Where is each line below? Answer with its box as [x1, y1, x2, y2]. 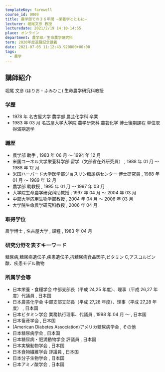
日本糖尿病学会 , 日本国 [12, 330, 60, 336]
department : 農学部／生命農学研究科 [5, 35, 73, 40]
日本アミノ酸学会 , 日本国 [12, 361, 65, 367]
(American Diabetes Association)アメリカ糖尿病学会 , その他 [12, 324, 136, 330]
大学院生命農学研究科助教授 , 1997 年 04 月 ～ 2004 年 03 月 [12, 189, 137, 195]
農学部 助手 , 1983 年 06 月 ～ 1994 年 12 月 [12, 152, 101, 158]
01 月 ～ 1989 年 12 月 [12, 177, 56, 183]
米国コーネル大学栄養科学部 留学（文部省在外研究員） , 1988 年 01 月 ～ [12, 158, 160, 164]
